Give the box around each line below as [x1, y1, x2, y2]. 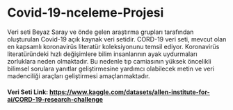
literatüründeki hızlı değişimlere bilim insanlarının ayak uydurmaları [7, 50, 198, 58]
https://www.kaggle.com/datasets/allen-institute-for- [49, 88, 210, 96]
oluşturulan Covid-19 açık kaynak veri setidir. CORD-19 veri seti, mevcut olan [7, 35, 227, 43]
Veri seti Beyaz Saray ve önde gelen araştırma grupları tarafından [7, 28, 194, 36]
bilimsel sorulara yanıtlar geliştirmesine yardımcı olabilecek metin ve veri [7, 64, 214, 73]
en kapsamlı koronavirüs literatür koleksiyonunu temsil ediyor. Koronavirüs [7, 42, 220, 51]
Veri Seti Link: [7, 88, 49, 96]
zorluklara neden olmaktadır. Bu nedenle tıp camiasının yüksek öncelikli [7, 57, 211, 65]
